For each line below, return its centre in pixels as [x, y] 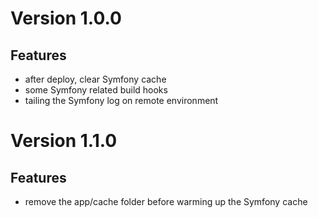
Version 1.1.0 [64, 141]
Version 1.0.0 [66, 18]
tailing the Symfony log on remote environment [121, 100]
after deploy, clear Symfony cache [95, 79]
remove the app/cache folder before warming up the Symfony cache [166, 201]
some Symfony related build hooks [96, 90]
